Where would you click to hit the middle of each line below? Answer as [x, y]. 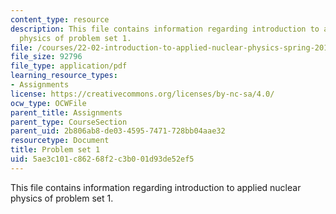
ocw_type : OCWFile [48, 103]
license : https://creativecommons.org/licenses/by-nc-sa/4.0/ [142, 94]
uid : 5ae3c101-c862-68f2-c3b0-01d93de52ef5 [102, 159]
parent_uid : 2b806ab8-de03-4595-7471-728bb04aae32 [118, 131]
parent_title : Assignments [66, 112]
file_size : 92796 [46, 57]
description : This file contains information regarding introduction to [165, 29]
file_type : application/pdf [69, 66]
